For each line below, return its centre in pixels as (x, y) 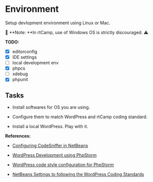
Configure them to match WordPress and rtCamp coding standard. (80, 117)
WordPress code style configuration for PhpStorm (63, 165)
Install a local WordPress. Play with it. (50, 127)
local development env (35, 63)
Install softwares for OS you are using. (51, 107)
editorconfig (25, 51)
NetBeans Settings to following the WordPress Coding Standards (78, 175)
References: (18, 136)
